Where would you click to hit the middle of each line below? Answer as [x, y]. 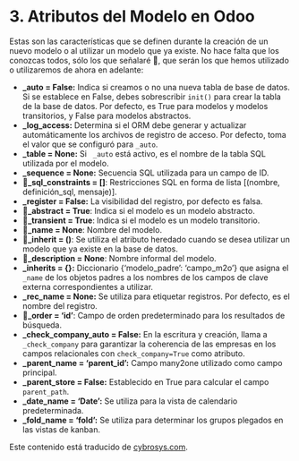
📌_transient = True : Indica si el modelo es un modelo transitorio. [141, 220]
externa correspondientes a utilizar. [88, 286]
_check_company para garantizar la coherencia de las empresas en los [149, 344]
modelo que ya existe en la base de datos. [100, 249]
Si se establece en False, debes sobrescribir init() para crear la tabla [152, 97]
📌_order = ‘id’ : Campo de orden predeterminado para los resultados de [154, 315]
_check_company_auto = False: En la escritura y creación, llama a [145, 334]
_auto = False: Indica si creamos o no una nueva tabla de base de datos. [156, 87]
